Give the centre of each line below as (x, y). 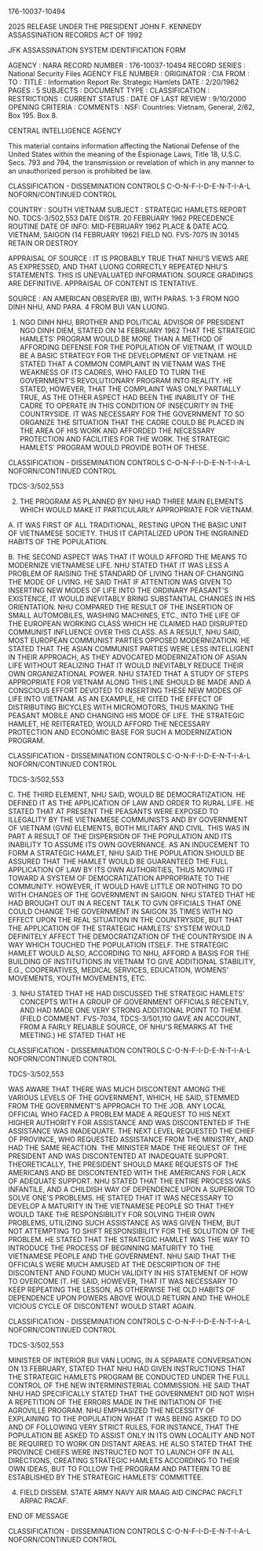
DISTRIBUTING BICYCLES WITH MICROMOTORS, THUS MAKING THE (121, 707)
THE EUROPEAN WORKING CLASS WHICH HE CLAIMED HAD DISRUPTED (128, 623)
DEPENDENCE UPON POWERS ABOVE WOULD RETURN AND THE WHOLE (129, 1298)
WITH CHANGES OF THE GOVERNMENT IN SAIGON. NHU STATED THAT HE (132, 895)
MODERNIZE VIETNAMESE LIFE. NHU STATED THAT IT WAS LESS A (119, 565)
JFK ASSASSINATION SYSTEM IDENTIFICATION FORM (97, 50)
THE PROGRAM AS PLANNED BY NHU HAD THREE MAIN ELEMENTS (131, 501)
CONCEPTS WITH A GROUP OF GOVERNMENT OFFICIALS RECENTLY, (134, 1002)
